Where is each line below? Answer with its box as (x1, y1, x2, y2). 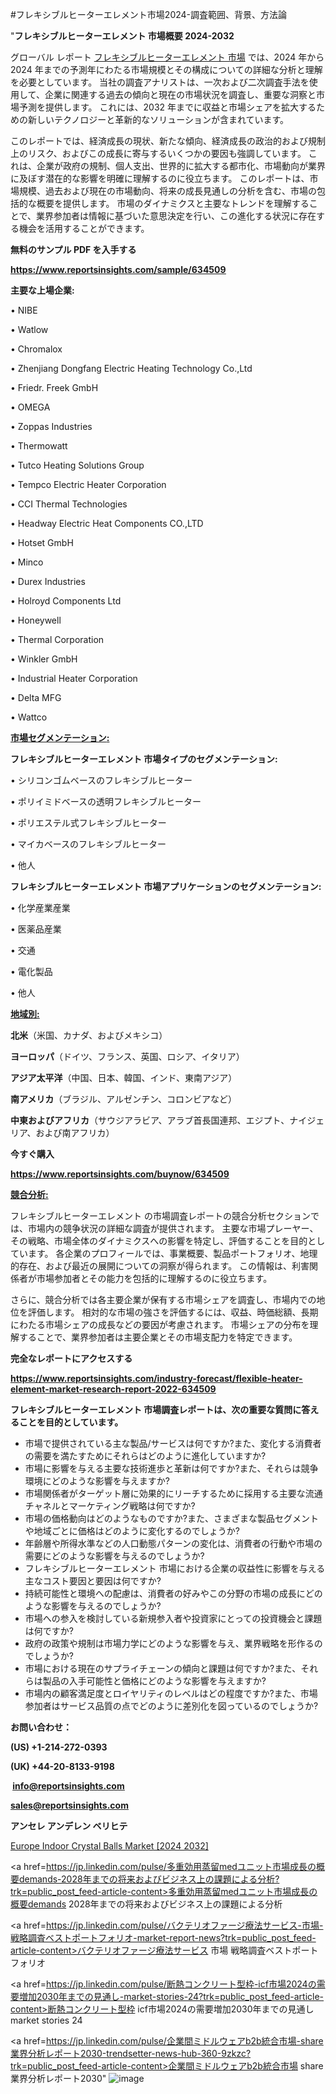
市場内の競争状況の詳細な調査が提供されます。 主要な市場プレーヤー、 (27, 1223, 319, 1234)
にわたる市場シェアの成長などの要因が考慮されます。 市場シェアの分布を (10, 1319, 310, 1330)
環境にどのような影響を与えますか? (24, 1475, 170, 1487)
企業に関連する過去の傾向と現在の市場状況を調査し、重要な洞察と (44, 89, 317, 100)
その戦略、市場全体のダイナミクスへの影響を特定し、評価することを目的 (10, 1235, 308, 1247)
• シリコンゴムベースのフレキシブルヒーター (10, 774, 193, 786)
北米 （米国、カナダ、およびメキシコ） (10, 1029, 168, 1041)
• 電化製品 (10, 966, 53, 977)
